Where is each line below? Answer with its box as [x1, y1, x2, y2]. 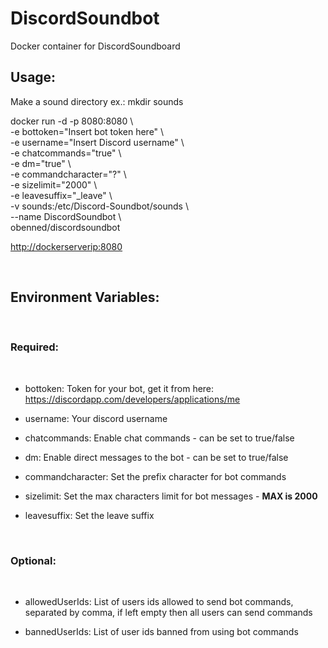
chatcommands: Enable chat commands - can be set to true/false [24, 432, 295, 444]
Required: [10, 340, 60, 354]
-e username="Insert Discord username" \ [10, 136, 185, 148]
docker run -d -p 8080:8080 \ [10, 115, 134, 127]
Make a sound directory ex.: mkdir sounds [10, 95, 184, 107]
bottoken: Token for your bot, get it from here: [24, 382, 215, 394]
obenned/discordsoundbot [10, 221, 121, 233]
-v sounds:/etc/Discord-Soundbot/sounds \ [10, 200, 189, 212]
